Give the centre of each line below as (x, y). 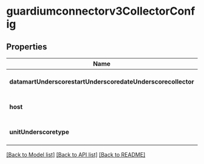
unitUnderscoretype (39, 132)
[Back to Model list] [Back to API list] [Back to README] (76, 155)
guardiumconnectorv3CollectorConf (101, 11)
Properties (27, 47)
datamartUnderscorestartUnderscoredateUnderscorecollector (102, 82)
